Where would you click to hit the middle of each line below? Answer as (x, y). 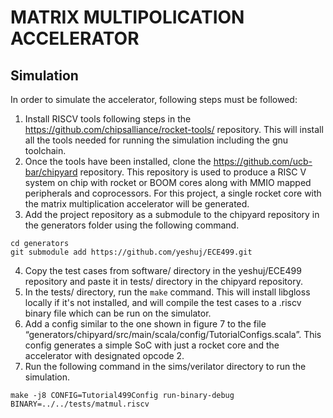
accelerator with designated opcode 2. (104, 355)
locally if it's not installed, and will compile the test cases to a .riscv (163, 302)
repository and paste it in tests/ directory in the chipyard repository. (163, 281)
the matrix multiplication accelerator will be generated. (137, 204)
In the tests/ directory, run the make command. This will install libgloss (167, 292)
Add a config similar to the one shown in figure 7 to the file (145, 324)
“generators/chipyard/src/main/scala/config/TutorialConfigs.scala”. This (173, 334)
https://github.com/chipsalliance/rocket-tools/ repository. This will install (174, 129)
